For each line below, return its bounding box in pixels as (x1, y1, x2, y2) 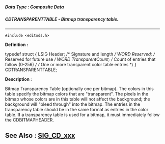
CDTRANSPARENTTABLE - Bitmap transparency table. (5, 16, 119, 22)
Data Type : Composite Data (5, 4, 64, 10)
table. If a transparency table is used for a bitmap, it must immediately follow (5, 112, 160, 118)
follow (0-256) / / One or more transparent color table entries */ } (5, 62, 137, 68)
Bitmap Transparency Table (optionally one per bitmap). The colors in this (5, 86, 154, 92)
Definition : (5, 42, 28, 48)
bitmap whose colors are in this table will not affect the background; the (5, 96, 151, 102)
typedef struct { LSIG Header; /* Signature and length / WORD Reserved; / (5, 51, 155, 57)
